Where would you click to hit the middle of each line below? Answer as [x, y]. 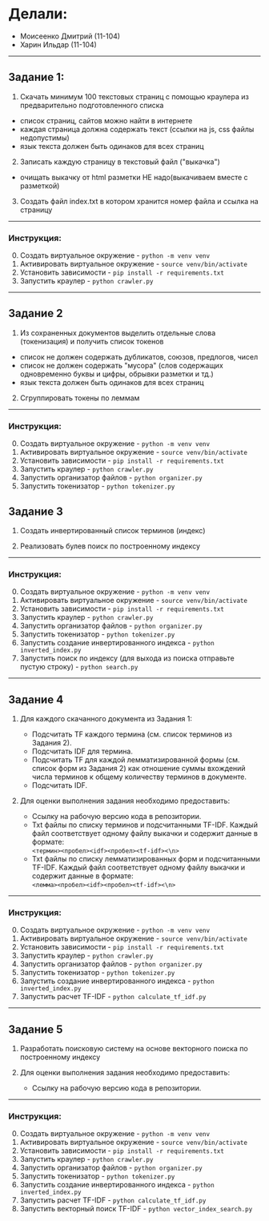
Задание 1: [36, 77]
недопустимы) [44, 138]
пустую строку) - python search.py [79, 667]
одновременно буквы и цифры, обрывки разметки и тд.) [116, 374]
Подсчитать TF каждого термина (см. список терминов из [132, 734]
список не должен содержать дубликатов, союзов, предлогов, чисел [139, 356]
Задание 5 [36, 1029]
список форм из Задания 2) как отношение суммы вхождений [139, 769]
